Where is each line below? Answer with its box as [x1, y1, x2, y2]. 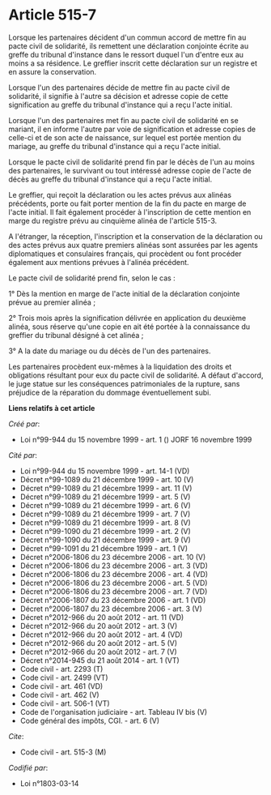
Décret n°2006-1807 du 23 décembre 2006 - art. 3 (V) [19, 604, 202, 613]
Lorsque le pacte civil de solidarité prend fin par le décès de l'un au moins [8, 156, 255, 167]
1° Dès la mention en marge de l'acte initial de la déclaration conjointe [8, 289, 240, 298]
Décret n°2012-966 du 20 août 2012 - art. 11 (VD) [19, 612, 184, 622]
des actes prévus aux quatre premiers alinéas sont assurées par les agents [8, 240, 259, 250]
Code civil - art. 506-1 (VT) [19, 699, 111, 708]
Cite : [8, 731, 24, 741]
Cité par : [8, 450, 38, 459]
